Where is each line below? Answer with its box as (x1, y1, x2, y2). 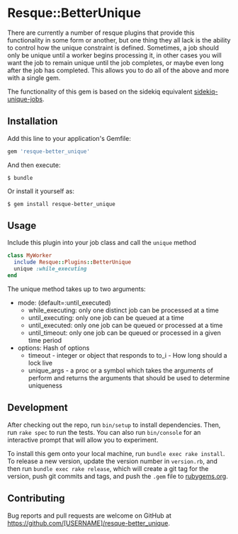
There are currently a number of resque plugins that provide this (7, 28, 195, 37)
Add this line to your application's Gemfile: (7, 134, 131, 142)
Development (7, 402, 69, 414)
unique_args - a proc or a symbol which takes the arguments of (28, 366, 214, 375)
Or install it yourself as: (7, 186, 74, 195)
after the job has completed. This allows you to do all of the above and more (7, 66, 229, 74)
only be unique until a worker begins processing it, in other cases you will (7, 51, 222, 59)
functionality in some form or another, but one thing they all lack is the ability (7, 35, 231, 44)
